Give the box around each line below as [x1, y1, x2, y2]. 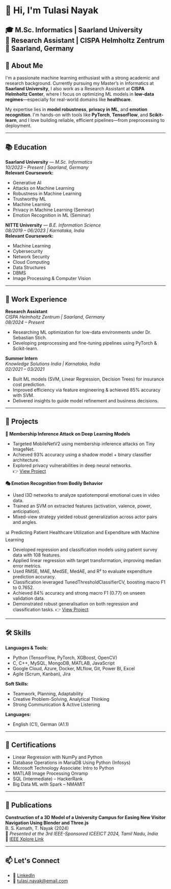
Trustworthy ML [12, 196, 46, 202]
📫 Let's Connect [5, 856, 60, 865]
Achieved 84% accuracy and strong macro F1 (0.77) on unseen [12, 590, 146, 596]
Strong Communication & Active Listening [12, 701, 100, 707]
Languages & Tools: [5, 645, 48, 651]
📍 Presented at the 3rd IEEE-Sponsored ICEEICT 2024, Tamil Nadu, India [5, 831, 158, 837]
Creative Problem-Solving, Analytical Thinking [12, 696, 109, 702]
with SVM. [12, 392, 35, 398]
